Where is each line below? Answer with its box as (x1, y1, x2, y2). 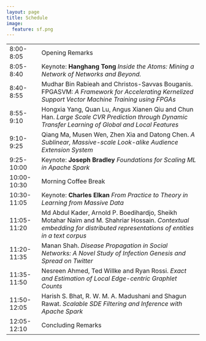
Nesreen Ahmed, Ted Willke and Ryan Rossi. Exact (41, 267, 187, 275)
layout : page (6, 9, 40, 15)
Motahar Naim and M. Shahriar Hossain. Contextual (41, 216, 189, 225)
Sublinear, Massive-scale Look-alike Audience (41, 138, 179, 147)
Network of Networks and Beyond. (41, 70, 142, 78)
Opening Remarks (41, 48, 93, 57)
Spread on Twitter (41, 257, 93, 265)
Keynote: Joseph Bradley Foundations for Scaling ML (41, 156, 196, 164)
